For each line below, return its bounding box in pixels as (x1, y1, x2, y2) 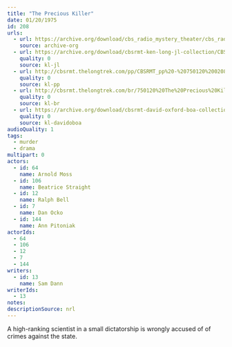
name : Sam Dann (19, 280, 64, 287)
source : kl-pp (19, 81, 60, 88)
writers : (7, 267, 32, 274)
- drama (13, 145, 36, 152)
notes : (7, 299, 26, 306)
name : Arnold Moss (19, 171, 72, 178)
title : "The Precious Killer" (7, 10, 95, 17)
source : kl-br (19, 100, 60, 107)
